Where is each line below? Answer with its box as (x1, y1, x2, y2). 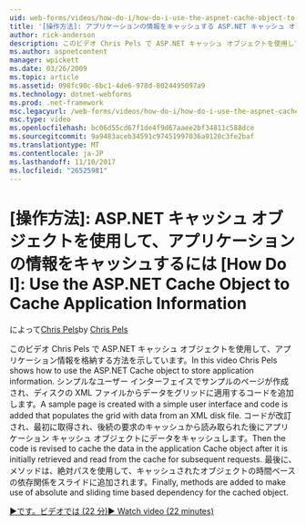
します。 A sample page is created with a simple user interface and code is (9, 398, 289, 410)
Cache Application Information (9, 293, 248, 314)
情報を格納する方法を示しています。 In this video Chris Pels (56, 355, 278, 365)
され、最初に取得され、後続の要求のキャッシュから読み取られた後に (9, 421, 266, 433)
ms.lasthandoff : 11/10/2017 (9, 157, 117, 167)
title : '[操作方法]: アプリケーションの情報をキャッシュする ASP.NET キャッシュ (9, 22, 285, 31)
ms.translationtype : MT (9, 140, 100, 149)
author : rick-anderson (9, 30, 96, 39)
